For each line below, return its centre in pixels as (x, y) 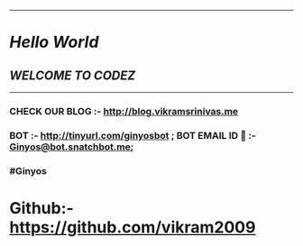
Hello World (54, 42)
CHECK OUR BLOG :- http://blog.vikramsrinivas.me (124, 111)
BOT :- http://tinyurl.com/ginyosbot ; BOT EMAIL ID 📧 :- (133, 135)
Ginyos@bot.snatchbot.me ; (72, 147)
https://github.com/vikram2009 (133, 227)
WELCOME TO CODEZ (73, 75)
